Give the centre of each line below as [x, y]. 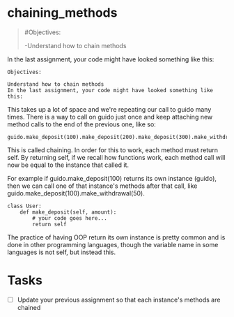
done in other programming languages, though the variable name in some [113, 244]
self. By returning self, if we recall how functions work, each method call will [116, 157]
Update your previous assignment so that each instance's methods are [119, 300]
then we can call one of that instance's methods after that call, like [102, 186]
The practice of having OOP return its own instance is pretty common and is [116, 237]
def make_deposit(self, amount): [68, 212]
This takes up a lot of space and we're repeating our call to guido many [109, 109]
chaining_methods [62, 13]
